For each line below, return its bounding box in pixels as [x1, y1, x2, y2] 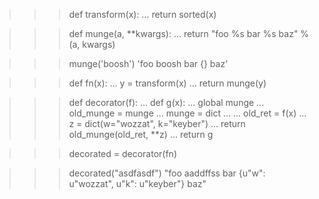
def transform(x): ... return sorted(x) [68, 9, 217, 20]
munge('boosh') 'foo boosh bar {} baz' [68, 58, 229, 69]
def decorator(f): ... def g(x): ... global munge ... [68, 97, 265, 108]
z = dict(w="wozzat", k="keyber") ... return [68, 118, 246, 129]
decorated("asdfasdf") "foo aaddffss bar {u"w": [68, 167, 266, 179]
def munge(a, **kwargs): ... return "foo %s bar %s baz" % [68, 28, 310, 39]
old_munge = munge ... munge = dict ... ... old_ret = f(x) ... [68, 107, 307, 119]
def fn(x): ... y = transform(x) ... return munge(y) [68, 77, 267, 89]
